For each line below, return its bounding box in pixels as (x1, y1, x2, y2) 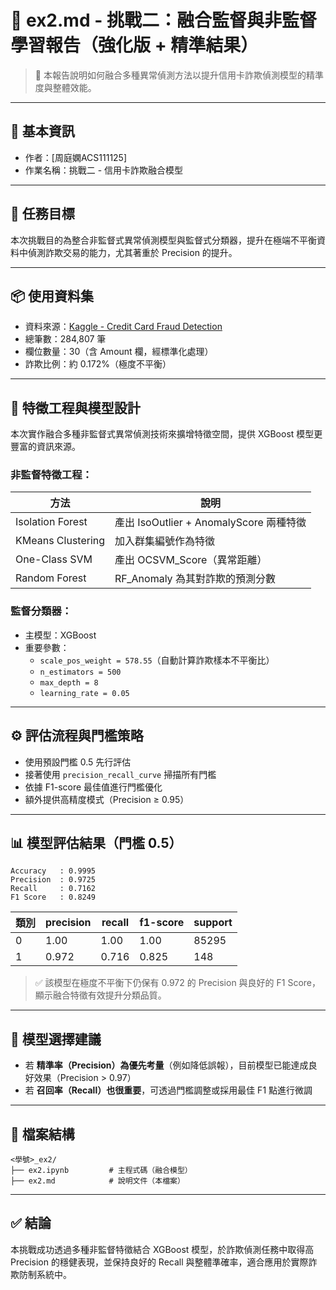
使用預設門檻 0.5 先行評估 (24, 756, 132, 768)
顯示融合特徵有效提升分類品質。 (34, 989, 167, 1001)
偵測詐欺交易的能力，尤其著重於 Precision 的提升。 (27, 246, 238, 258)
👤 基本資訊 (10, 123, 75, 140)
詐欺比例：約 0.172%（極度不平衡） (24, 358, 172, 370)
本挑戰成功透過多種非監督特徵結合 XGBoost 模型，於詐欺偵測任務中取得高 (10, 1243, 315, 1255)
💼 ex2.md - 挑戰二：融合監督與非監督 (10, 9, 317, 32)
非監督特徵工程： (10, 468, 93, 482)
